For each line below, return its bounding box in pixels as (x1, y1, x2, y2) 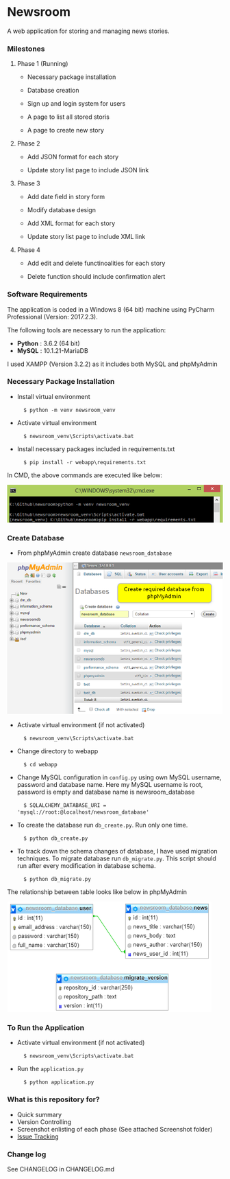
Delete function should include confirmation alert (27, 273, 166, 281)
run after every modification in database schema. (16, 862, 156, 870)
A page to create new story (27, 126, 105, 135)
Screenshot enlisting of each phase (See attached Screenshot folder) (16, 1125, 213, 1133)
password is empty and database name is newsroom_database (16, 788, 195, 797)
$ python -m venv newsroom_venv (23, 407, 116, 413)
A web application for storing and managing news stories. (7, 27, 170, 35)
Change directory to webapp (16, 747, 99, 755)
